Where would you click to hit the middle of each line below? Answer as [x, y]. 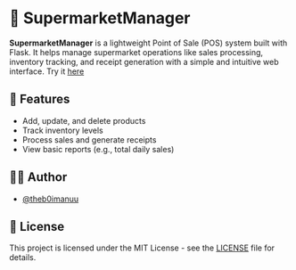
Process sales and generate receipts [89, 139]
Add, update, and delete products [84, 120]
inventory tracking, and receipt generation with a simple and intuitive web [144, 61]
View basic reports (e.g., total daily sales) [98, 149]
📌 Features [40, 99]
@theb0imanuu [50, 199]
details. [23, 258]
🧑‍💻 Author [38, 177]
